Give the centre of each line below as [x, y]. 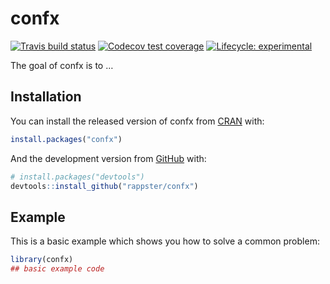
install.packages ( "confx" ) [66, 139]
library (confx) [42, 260]
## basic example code [57, 269]
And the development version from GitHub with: [108, 158]
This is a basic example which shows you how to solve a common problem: [165, 241]
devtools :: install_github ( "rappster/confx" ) [104, 186]
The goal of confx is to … [62, 65]
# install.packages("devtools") [77, 177]
